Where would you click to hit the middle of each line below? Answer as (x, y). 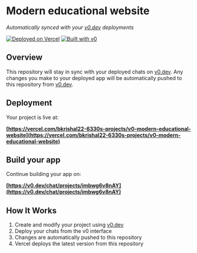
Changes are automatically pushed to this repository (78, 238)
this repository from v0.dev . (40, 84)
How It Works (32, 211)
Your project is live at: (32, 117)
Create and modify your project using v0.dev (69, 225)
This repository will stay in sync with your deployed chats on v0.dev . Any (95, 72)
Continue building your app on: (44, 174)
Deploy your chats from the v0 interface (63, 231)
